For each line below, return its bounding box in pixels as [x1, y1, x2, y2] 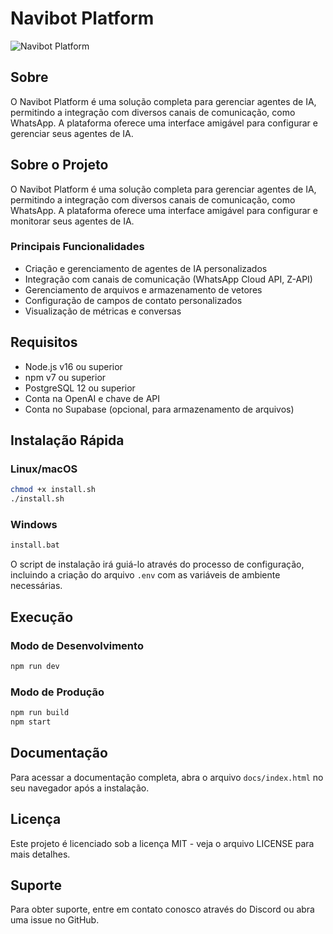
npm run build [10, 708, 70, 718]
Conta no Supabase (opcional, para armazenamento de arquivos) [24, 403, 295, 415]
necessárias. [10, 580, 63, 592]
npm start [10, 717, 52, 727]
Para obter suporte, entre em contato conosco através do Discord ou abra [10, 903, 315, 916]
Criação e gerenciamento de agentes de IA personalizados [24, 262, 268, 274]
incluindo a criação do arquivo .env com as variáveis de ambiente [10, 569, 281, 581]
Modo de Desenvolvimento [10, 638, 144, 652]
